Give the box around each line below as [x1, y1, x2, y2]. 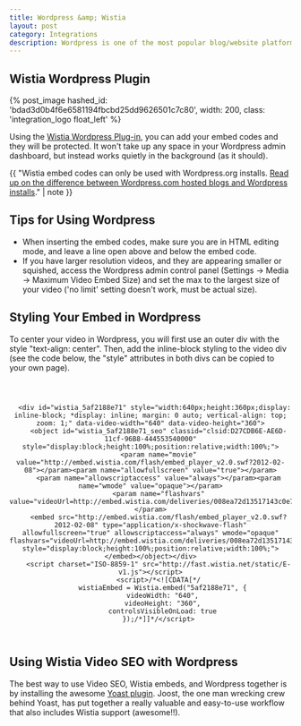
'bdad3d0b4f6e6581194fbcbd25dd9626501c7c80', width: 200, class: [9, 105, 266, 115]
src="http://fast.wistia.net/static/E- [142, 559, 291, 568]
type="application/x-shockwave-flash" [102, 520, 247, 529]
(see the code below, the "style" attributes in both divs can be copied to [9, 353, 275, 363]
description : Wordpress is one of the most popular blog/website [9, 38, 258, 47]
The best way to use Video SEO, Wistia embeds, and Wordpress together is [9, 678, 288, 689]
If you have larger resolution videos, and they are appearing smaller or [21, 255, 282, 266]
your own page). [9, 362, 70, 372]
